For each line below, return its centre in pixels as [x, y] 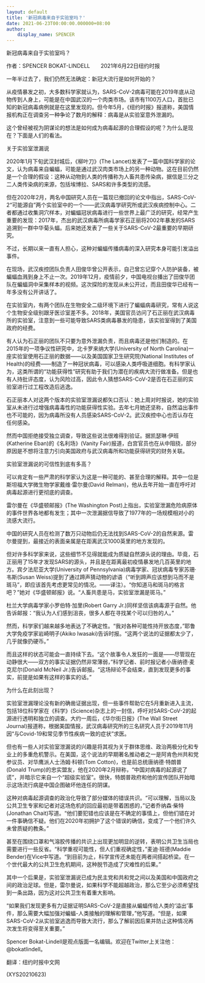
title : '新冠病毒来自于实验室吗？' [46, 18]
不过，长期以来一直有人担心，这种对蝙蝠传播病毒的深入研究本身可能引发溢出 [103, 249]
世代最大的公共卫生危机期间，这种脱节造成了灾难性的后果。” [86, 864]
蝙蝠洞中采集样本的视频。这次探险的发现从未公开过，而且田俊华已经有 [105, 284]
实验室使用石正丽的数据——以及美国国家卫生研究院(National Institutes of [103, 356]
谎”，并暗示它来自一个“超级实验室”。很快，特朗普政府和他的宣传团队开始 [98, 778]
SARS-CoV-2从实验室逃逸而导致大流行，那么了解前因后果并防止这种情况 [97, 921]
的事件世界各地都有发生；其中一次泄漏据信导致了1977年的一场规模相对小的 [100, 513]
